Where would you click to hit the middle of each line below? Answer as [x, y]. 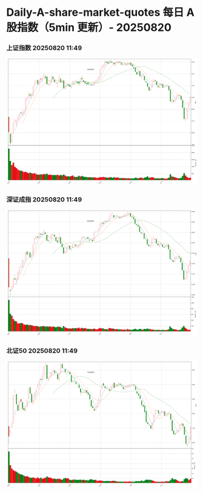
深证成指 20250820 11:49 [44, 199]
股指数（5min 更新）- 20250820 [89, 28]
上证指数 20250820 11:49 [44, 48]
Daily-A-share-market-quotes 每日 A [101, 12]
